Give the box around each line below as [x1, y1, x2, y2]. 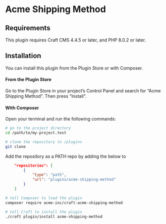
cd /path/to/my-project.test [5, 130, 67, 136]
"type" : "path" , [32, 173, 67, 178]
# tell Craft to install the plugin [5, 209, 82, 214]
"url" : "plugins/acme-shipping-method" [32, 177, 116, 182]
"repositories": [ [14, 163, 53, 168]
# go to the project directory [5, 126, 71, 131]
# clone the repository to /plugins [5, 139, 82, 144]
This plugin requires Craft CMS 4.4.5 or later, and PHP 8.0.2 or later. [5, 37, 146, 43]
